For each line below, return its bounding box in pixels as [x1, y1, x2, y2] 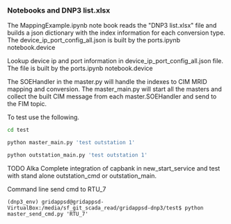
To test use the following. [7, 113, 80, 121]
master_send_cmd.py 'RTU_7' [7, 210, 89, 217]
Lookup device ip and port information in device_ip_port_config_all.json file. [7, 57, 224, 65]
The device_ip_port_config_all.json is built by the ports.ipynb [7, 36, 181, 44]
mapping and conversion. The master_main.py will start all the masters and [7, 85, 223, 94]
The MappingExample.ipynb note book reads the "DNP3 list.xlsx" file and [7, 21, 217, 30]
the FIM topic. [7, 100, 47, 108]
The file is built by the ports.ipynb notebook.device [7, 64, 153, 73]
